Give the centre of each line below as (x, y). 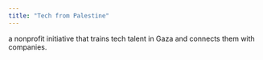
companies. (28, 47)
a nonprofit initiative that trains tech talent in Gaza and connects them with (131, 38)
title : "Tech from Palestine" (59, 16)
